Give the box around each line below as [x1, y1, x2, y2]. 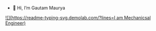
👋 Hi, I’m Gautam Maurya [12, 5, 65, 11]
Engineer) [5, 20, 26, 26]
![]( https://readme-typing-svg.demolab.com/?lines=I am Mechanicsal [5, 15, 151, 20]
